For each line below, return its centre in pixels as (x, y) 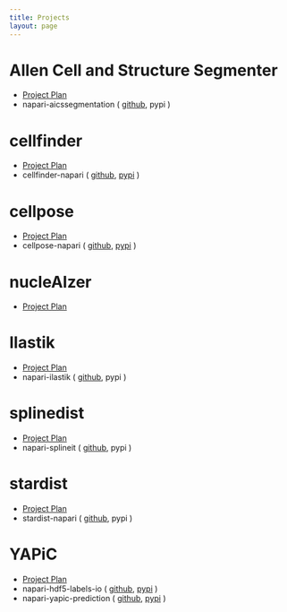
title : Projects (39, 17)
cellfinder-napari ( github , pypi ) (81, 175)
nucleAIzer (51, 282)
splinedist (47, 414)
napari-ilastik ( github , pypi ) (74, 377)
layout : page (34, 26)
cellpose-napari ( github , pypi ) (79, 246)
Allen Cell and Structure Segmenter (144, 70)
